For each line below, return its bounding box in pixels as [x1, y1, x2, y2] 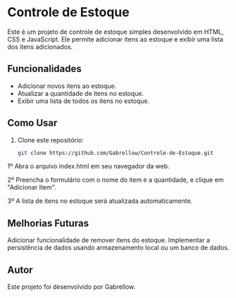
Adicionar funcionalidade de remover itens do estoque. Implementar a [7, 236, 210, 244]
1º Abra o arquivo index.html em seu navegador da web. [7, 162, 170, 170]
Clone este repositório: [17, 135, 85, 144]
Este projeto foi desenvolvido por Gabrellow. [7, 283, 136, 291]
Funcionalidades [7, 63, 82, 75]
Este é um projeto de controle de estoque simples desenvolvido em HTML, [7, 27, 224, 36]
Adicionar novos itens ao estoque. [17, 82, 117, 90]
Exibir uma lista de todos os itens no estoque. [17, 97, 150, 105]
